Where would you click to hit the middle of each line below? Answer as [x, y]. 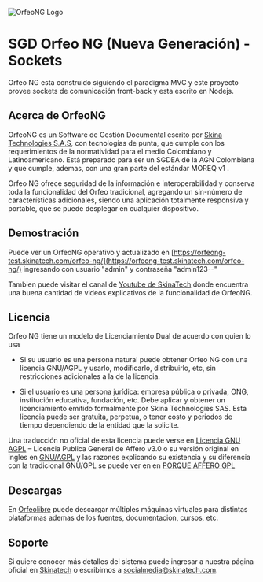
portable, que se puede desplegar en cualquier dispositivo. [103, 208]
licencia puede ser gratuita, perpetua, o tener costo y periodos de [126, 417]
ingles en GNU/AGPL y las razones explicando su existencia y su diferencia [130, 458]
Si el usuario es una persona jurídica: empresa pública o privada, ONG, [134, 392]
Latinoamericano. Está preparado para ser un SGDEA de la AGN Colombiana [131, 159]
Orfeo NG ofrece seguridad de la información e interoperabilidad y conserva [131, 183]
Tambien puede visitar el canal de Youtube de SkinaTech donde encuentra [128, 284]
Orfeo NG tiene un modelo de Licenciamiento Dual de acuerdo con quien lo [130, 336]
